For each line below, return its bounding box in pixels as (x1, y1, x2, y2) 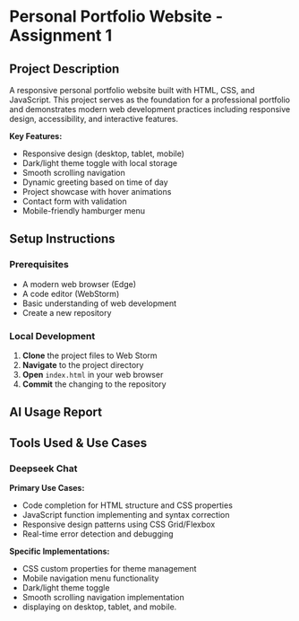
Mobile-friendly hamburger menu (21, 206, 146, 216)
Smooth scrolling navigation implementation (21, 592, 185, 603)
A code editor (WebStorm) (21, 288, 120, 299)
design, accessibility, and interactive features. (9, 114, 179, 124)
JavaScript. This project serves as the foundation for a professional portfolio (9, 94, 291, 105)
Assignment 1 (9, 25, 113, 46)
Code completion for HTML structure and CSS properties (21, 500, 233, 511)
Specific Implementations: (9, 546, 110, 557)
